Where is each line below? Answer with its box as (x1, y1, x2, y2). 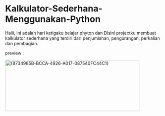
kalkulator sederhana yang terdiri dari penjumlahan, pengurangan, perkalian (5, 35, 160, 41)
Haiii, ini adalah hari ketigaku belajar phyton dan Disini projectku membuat (5, 30, 156, 36)
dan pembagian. (5, 40, 39, 46)
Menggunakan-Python (5, 13, 101, 25)
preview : (5, 50, 24, 56)
